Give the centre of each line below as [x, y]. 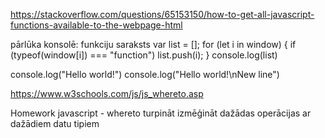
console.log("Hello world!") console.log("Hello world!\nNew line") [145, 74]
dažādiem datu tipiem [55, 123]
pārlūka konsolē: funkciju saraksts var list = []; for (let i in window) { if [153, 44]
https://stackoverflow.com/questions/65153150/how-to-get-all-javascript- [162, 14]
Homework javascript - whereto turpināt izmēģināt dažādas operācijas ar [161, 113]
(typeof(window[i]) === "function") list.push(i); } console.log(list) [144, 55]
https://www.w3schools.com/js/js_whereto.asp [107, 93]
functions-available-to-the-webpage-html [96, 25]
